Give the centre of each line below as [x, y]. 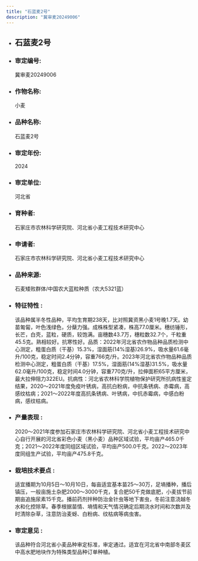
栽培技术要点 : [35, 470]
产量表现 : [29, 418]
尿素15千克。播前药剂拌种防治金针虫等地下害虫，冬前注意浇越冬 [113, 499]
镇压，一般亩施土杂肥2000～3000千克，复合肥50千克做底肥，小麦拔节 [101, 492]
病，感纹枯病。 [33, 401]
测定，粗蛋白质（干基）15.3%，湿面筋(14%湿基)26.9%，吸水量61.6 [102, 349]
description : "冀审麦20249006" [43, 17]
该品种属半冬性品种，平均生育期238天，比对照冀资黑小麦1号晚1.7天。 [99, 319]
